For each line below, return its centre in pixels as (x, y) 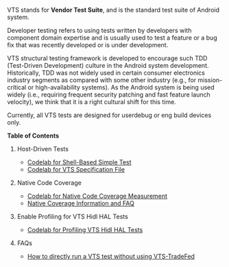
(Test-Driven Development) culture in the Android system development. (108, 65)
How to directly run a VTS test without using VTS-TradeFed (111, 256)
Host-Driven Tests (43, 149)
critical (17, 87)
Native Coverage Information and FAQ (81, 203)
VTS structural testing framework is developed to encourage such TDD (107, 58)
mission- (210, 80)
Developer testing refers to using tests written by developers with (99, 30)
